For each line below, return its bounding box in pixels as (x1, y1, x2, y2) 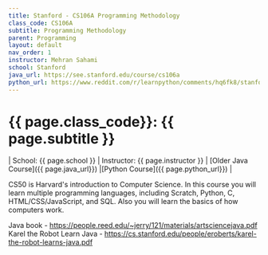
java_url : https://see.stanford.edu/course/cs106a (8, 71, 180, 79)
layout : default (8, 41, 62, 49)
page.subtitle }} (8, 129, 116, 147)
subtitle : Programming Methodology (8, 26, 127, 34)
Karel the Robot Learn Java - (8, 229, 103, 239)
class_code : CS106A (8, 19, 73, 27)
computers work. (8, 205, 65, 215)
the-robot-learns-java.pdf (8, 237, 93, 247)
